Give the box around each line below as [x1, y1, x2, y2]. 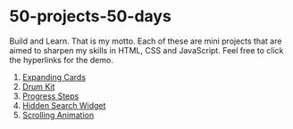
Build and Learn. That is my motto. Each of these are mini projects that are [9, 36, 282, 46]
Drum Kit [21, 81, 55, 92]
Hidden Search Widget [21, 100, 106, 110]
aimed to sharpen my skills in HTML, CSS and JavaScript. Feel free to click [9, 44, 284, 55]
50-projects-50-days [9, 6, 172, 27]
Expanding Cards [21, 71, 87, 82]
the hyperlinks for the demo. [9, 54, 113, 65]
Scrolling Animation [21, 109, 95, 120]
